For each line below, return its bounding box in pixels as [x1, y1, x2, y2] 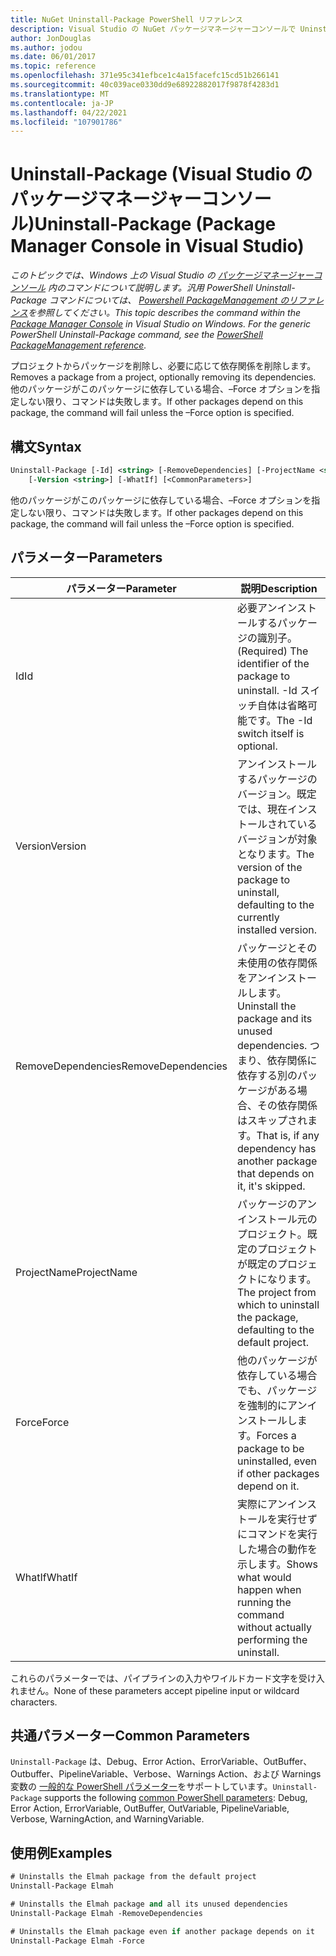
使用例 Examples [10, 1844, 113, 1861]
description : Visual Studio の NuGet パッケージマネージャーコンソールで [10, 24, 297, 34]
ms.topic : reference [10, 61, 97, 71]
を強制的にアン [237, 1398, 308, 1412]
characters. [10, 1696, 58, 1708]
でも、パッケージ [237, 1383, 318, 1397]
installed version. [237, 922, 317, 936]
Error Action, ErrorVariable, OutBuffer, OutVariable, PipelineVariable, [10, 1802, 290, 1815]
